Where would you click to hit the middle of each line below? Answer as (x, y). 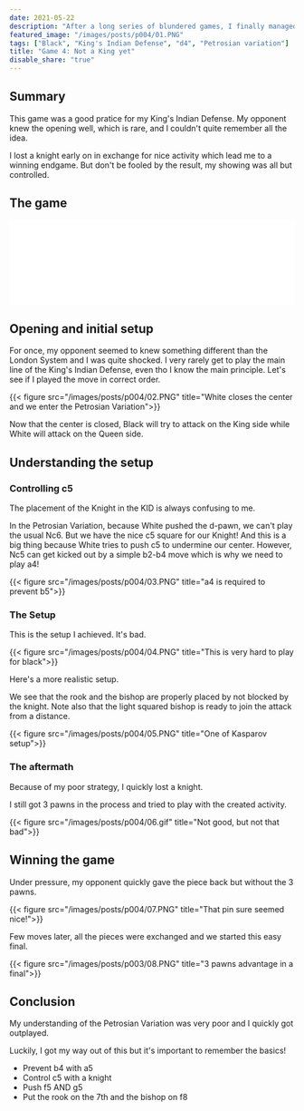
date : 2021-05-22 (42, 18)
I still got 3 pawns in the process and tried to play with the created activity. (148, 804)
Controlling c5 (42, 488)
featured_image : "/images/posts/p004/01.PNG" (96, 34)
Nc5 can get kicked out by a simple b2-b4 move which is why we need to (146, 555)
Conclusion (43, 1002)
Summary (38, 97)
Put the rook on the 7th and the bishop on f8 (105, 1097)
